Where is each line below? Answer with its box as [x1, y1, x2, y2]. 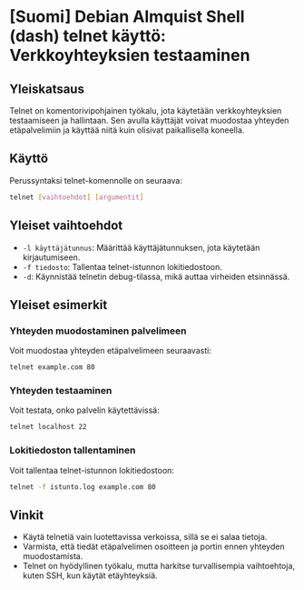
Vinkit [9, 507, 44, 523]
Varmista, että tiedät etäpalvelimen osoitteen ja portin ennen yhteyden [22, 541, 285, 552]
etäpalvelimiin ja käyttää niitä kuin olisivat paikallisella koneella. [9, 125, 245, 135]
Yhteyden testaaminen [9, 384, 113, 396]
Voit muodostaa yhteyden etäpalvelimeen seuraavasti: [9, 345, 211, 356]
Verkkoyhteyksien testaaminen [9, 45, 250, 65]
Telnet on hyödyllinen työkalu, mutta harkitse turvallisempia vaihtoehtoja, [22, 561, 296, 572]
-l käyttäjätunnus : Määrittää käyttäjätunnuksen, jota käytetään [22, 242, 260, 253]
